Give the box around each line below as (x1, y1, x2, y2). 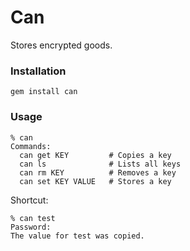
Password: (10, 222, 52, 232)
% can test (10, 213, 56, 223)
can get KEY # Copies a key (19, 150, 172, 160)
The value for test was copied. (10, 231, 145, 241)
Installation (10, 64, 67, 78)
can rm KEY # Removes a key (19, 167, 177, 178)
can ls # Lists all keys (19, 159, 182, 169)
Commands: (10, 141, 52, 151)
